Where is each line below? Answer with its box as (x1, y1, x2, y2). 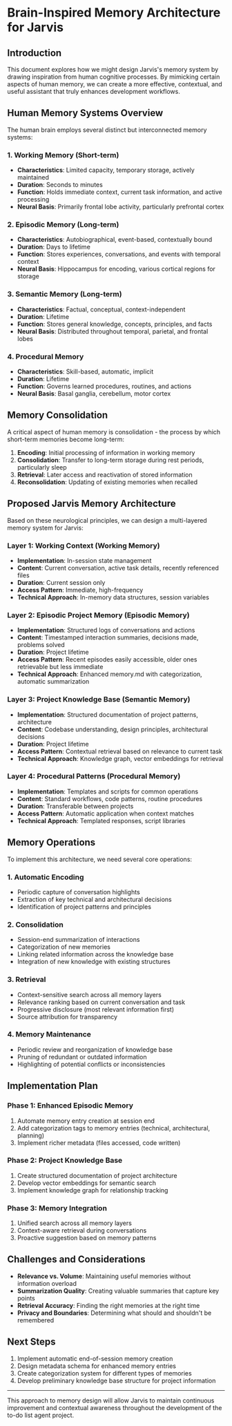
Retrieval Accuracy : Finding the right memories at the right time (17, 1301, 200, 1309)
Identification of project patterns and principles (17, 903, 152, 911)
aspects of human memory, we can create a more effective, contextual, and (7, 80, 222, 88)
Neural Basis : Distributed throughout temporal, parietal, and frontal (17, 327, 209, 336)
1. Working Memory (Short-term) (7, 150, 119, 160)
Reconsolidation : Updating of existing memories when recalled (17, 478, 198, 486)
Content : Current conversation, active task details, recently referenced (17, 563, 220, 572)
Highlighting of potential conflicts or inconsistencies (17, 1060, 166, 1068)
